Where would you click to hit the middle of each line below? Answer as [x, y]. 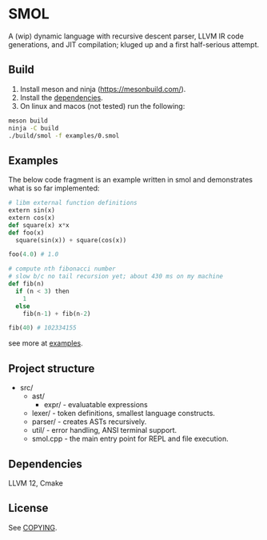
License [28, 508]
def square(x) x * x [39, 225]
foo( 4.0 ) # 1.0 [34, 254]
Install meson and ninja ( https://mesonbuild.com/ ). [103, 89]
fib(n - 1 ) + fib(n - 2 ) [57, 314]
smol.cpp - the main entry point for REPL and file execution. [130, 439]
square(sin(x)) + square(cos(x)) [71, 240]
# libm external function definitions [73, 203]
